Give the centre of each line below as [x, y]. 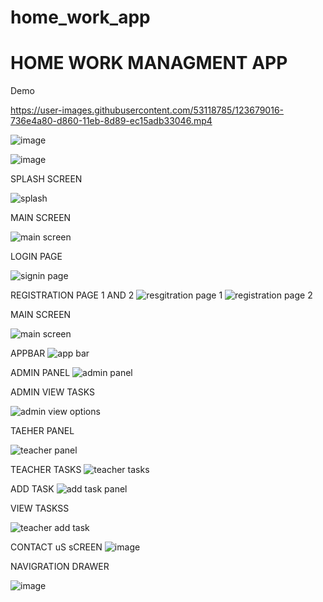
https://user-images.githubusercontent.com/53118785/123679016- [147, 110]
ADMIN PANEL [40, 373]
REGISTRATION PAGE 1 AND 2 [72, 295]
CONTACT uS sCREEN [56, 547]
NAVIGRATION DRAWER [60, 567]
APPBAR [28, 353]
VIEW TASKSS [40, 508]
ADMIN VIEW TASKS [52, 392]
